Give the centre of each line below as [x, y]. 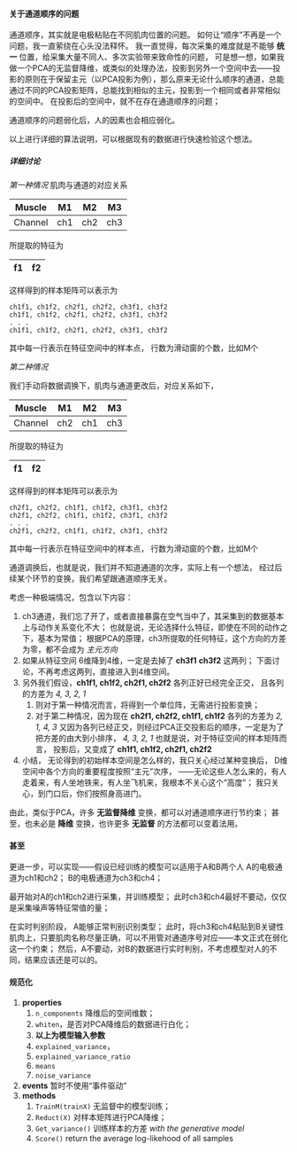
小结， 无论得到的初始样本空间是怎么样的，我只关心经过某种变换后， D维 [155, 760]
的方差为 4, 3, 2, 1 [54, 694]
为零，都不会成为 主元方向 [69, 650]
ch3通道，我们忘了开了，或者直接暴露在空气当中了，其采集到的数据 [145, 616]
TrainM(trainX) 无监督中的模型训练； [103, 1106]
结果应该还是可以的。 [63, 960]
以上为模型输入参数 [70, 1035]
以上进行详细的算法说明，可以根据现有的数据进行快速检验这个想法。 [133, 139]
